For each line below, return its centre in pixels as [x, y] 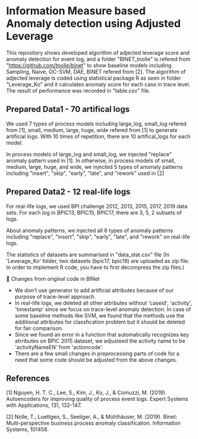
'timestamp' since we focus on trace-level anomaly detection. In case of [103, 309]
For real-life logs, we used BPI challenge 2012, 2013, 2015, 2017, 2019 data [97, 206]
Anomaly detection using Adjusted [93, 23]
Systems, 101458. [28, 429]
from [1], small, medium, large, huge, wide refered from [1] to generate [92, 130]
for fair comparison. [39, 328]
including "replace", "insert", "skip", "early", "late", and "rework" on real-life [98, 237]
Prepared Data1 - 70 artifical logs [68, 109]
